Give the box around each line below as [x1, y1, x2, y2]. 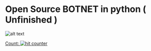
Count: [5, 40, 19, 46]
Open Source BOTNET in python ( [5, 3, 146, 15]
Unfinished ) [5, 14, 57, 25]
